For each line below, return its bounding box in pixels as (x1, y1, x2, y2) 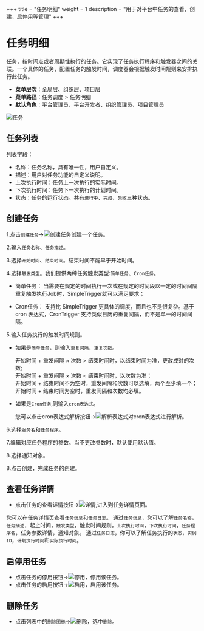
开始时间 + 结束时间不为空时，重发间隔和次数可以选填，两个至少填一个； (15, 379, 197, 387)
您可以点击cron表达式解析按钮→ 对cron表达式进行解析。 (15, 412, 188, 420)
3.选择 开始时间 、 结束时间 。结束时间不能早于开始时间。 (6, 256, 138, 264)
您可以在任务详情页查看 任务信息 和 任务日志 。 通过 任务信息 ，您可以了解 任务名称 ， (6, 514, 197, 521)
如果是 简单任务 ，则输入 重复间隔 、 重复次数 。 (15, 344, 118, 351)
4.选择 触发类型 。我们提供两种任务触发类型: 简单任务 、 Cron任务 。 (6, 269, 160, 276)
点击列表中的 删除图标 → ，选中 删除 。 (15, 618, 118, 625)
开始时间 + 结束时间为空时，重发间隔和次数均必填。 (15, 387, 144, 394)
